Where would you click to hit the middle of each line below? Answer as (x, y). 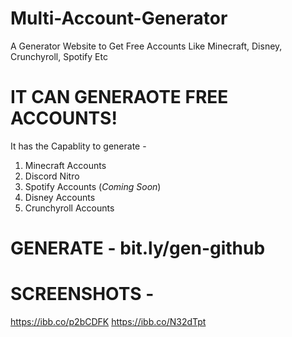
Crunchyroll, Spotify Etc (59, 56)
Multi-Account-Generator (119, 18)
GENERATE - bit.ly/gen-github (138, 248)
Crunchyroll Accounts (69, 208)
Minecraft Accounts (65, 165)
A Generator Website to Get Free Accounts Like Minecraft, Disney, (146, 46)
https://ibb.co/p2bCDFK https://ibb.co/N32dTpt (108, 321)
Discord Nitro (52, 176)
